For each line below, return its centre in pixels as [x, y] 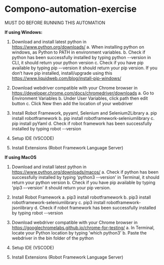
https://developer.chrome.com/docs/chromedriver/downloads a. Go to [83, 93]
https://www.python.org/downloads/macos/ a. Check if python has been [85, 172]
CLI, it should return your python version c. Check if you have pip [78, 62]
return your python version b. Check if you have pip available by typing [83, 182]
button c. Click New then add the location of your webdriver [72, 103]
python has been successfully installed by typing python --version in [81, 57]
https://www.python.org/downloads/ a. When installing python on [78, 47]
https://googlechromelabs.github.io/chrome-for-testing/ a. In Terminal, [83, 228]
